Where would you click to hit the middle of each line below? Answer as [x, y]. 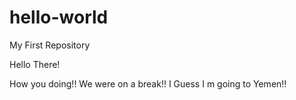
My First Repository [50, 45]
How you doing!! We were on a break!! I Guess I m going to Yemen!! [148, 83]
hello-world [59, 17]
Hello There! [35, 64]
